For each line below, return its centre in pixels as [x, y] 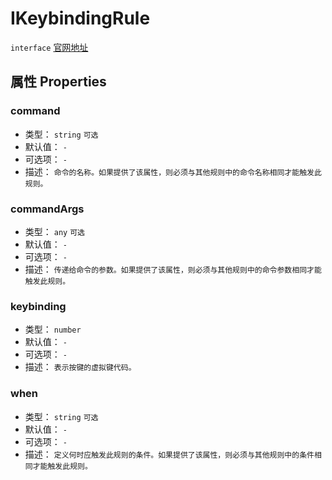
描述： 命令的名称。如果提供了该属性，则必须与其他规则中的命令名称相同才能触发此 [173, 171]
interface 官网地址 [49, 47]
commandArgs [47, 209]
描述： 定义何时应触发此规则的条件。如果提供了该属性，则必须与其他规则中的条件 [169, 454]
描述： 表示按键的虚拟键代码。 [80, 367]
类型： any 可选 [54, 231]
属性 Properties [58, 82]
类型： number [53, 329]
